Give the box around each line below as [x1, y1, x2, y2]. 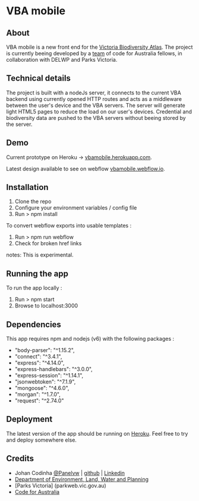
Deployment [6, 414, 53, 424]
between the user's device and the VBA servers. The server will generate [6, 102, 186, 109]
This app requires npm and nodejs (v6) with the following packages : [6, 335, 175, 343]
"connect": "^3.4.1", [14, 353, 62, 360]
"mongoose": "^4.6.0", [14, 385, 70, 392]
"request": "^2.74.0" [14, 397, 64, 404]
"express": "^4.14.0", [14, 359, 65, 366]
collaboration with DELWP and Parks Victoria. [6, 56, 118, 63]
